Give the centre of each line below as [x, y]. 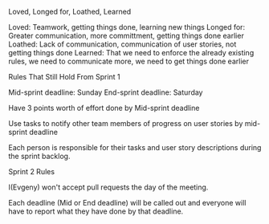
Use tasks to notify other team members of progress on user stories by [126, 123]
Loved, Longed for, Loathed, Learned [70, 12]
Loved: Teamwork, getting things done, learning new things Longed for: [127, 27]
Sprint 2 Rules [31, 171]
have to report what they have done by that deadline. [96, 211]
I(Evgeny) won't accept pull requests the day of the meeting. [108, 187]
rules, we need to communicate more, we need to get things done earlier [128, 61]
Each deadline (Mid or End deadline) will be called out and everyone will [127, 203]
